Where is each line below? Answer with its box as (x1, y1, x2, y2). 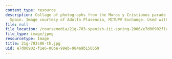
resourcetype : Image (5, 36, 50, 42)
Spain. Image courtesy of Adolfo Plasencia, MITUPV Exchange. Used (10, 17, 157, 22)
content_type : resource (5, 7, 56, 13)
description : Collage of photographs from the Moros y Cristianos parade (5, 12, 166, 17)
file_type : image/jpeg (5, 31, 54, 36)
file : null (5, 22, 29, 27)
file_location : (5, 27, 38, 32)
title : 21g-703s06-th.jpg (5, 41, 60, 46)
